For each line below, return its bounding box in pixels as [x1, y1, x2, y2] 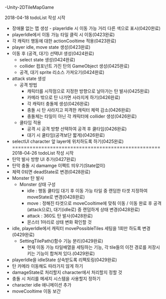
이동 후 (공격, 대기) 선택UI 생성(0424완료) [12, 50, 94, 56]
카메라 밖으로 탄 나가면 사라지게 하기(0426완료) [27, 94, 121, 100]
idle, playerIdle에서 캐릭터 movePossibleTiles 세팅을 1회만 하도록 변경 [12, 226, 151, 231]
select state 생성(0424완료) [19, 57, 76, 62]
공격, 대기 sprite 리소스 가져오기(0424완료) [19, 69, 105, 75]
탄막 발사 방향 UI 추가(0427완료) [12, 156, 76, 162]
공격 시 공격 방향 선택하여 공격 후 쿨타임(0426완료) [27, 126, 127, 132]
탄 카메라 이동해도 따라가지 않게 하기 [12, 263, 83, 269]
